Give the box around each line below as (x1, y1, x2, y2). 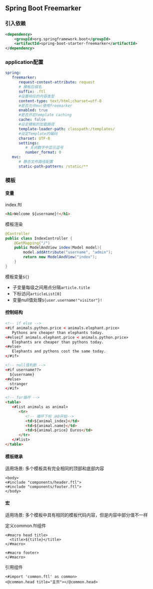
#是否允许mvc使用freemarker (18, 103, 72, 108)
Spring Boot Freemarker (5, 4, 81, 13)
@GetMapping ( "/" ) (14, 240, 50, 245)
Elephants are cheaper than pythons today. (11, 340, 104, 345)
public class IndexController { (5, 236, 72, 241)
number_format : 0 (25, 150, 61, 155)
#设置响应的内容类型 (18, 94, 55, 99)
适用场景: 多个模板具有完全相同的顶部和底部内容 (5, 465, 104, 472)
